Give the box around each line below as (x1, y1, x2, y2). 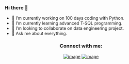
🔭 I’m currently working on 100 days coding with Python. (11, 15, 125, 21)
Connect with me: (59, 43, 103, 50)
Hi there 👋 (4, 4, 29, 11)
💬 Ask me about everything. (11, 31, 67, 37)
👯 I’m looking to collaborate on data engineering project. (11, 26, 124, 31)
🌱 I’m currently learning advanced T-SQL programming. (11, 20, 123, 26)
